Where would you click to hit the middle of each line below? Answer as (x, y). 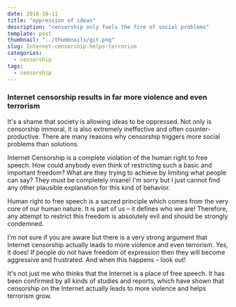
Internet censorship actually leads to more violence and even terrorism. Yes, (118, 244)
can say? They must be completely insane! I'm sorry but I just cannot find (114, 180)
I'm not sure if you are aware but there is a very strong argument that (107, 237)
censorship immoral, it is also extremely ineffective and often (96, 129)
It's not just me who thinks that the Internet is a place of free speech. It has (116, 273)
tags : (15, 66)
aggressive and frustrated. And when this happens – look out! (97, 259)
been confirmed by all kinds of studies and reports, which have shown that (116, 281)
